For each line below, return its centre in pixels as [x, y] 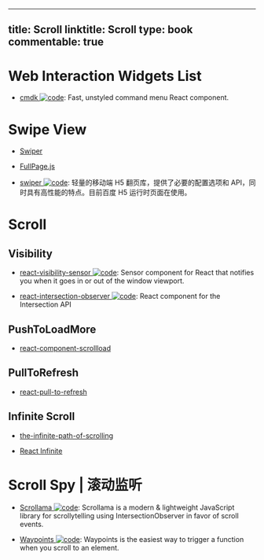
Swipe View [48, 129]
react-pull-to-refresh [53, 392]
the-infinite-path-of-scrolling [66, 435]
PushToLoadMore [52, 329]
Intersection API [46, 304]
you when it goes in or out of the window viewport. [102, 281]
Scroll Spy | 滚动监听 [75, 485]
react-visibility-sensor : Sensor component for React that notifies [137, 273]
